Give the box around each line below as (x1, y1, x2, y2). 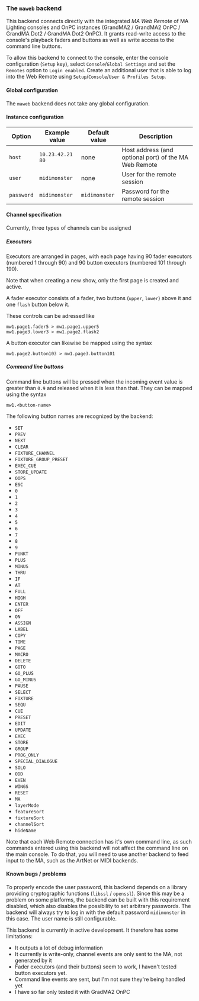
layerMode (14, 802, 40, 809)
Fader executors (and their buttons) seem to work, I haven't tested (14, 963, 176, 970)
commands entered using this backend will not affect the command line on (6, 844, 188, 851)
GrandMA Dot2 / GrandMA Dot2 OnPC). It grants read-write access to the (6, 30, 186, 37)
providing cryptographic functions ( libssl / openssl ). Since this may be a (6, 890, 185, 897)
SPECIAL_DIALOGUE (14, 758, 58, 764)
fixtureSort (14, 815, 44, 821)
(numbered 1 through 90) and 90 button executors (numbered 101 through (6, 259, 187, 266)
